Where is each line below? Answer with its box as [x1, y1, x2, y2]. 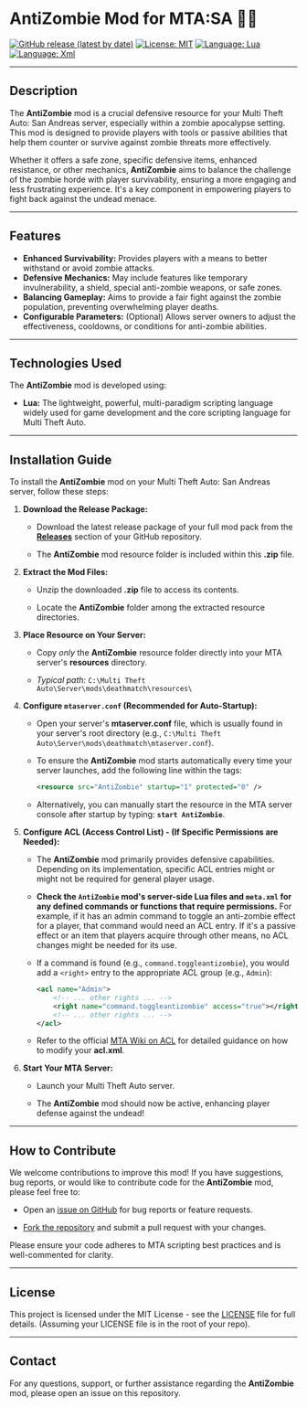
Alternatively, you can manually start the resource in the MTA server [36, 799, 293, 810]
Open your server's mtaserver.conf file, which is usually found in [36, 718, 283, 730]
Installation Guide [9, 452, 112, 467]
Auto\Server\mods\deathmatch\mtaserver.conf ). [36, 738, 215, 749]
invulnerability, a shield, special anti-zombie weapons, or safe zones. [22, 282, 283, 293]
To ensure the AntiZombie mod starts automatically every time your [36, 755, 292, 766]
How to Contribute [9, 1143, 117, 1158]
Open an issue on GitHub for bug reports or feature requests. [22, 1204, 253, 1215]
